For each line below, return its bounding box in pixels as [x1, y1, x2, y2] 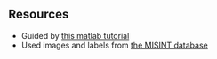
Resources [8, 7, 69, 22]
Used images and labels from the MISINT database [20, 40, 208, 50]
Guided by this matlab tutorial [20, 30, 130, 41]
